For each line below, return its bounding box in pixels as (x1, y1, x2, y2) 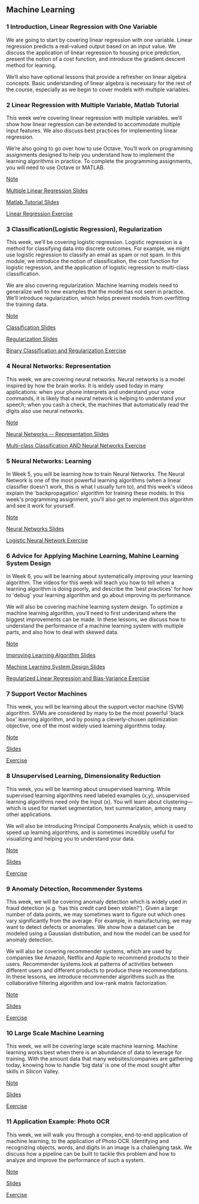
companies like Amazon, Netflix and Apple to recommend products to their (6, 954, 189, 961)
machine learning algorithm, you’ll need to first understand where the (6, 610, 176, 617)
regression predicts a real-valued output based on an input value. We (6, 42, 176, 50)
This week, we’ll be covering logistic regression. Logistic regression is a (6, 239, 182, 246)
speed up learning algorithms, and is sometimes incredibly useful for (6, 829, 175, 836)
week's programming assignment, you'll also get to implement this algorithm (6, 495, 194, 503)
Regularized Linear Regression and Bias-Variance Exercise (6, 675, 150, 682)
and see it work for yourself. (6, 502, 76, 509)
